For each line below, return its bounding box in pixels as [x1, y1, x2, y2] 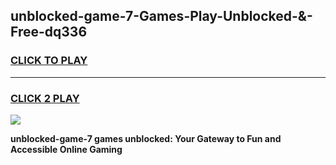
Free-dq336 [10, 24, 88, 41]
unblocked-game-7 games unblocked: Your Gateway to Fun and [10, 132, 282, 144]
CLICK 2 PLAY [10, 91, 80, 105]
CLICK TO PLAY [10, 54, 88, 68]
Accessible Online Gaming [10, 143, 123, 155]
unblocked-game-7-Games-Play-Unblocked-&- [10, 8, 313, 25]
